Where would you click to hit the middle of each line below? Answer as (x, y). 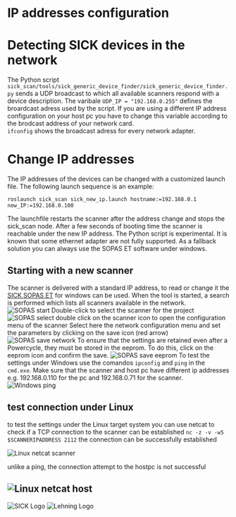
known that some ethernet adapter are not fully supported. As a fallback (112, 241)
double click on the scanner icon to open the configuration (141, 317)
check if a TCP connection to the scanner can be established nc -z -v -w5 (116, 432)
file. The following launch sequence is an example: (81, 187)
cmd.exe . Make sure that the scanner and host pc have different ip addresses (118, 370)
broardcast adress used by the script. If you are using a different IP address (117, 109)
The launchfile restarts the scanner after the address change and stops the (116, 219)
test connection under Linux (70, 407)
